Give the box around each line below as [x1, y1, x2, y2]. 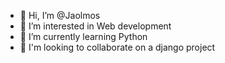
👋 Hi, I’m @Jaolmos [19, 10, 101, 21]
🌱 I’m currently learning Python [19, 31, 148, 42]
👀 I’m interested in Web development [19, 20, 172, 32]
